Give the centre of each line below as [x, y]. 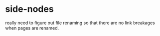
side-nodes [29, 9]
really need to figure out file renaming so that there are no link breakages [80, 23]
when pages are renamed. [32, 28]
